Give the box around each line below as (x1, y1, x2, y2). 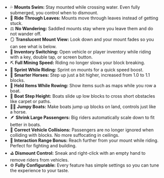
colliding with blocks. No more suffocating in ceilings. (9, 132, 120, 138)
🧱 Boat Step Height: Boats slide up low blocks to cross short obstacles (9, 93, 156, 99)
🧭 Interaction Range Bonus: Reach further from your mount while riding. (9, 137, 159, 143)
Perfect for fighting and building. (9, 143, 77, 148)
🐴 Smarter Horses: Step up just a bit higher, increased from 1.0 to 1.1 (9, 72, 150, 78)
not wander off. (9, 31, 41, 37)
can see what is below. (9, 44, 57, 49)
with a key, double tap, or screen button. (9, 54, 93, 60)
